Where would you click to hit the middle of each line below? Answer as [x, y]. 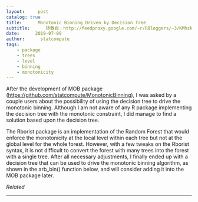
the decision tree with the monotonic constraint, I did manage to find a [91, 114]
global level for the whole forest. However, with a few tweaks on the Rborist [98, 144]
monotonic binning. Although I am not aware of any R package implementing [99, 107]
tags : [13, 45]
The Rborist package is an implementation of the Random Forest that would [98, 132]
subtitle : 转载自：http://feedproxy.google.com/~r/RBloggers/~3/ [93, 28]
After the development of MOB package [55, 89]
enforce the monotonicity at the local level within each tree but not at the [94, 138]
